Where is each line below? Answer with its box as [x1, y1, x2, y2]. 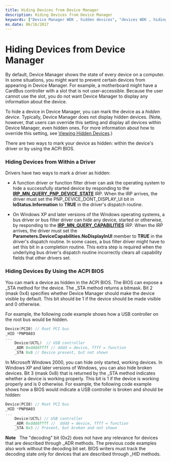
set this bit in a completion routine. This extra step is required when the [12, 244, 162, 250]
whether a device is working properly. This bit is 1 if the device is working [5, 376, 159, 382]
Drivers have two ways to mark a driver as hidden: [5, 170, 111, 176]
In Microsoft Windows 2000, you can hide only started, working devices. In [5, 359, 163, 365]
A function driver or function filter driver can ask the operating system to [12, 180, 165, 186]
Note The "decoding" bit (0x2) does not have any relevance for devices [5, 435, 158, 441]
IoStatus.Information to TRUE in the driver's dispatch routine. [12, 201, 143, 207]
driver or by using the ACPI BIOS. [5, 146, 75, 152]
